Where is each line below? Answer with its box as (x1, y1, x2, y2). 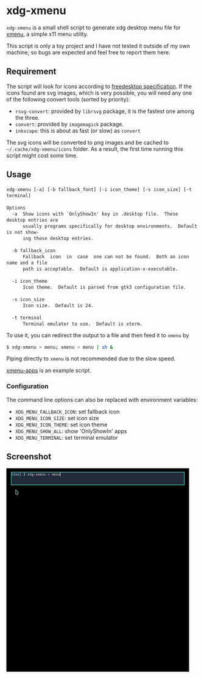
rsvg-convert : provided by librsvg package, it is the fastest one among (15, 108, 195, 115)
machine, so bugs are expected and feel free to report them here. (6, 48, 171, 56)
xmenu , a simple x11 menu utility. (6, 30, 88, 37)
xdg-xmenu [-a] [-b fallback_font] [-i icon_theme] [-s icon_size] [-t (6, 186, 192, 192)
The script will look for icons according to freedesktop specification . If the (6, 82, 192, 90)
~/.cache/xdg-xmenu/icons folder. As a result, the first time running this (6, 145, 184, 153)
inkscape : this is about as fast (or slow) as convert (15, 126, 141, 134)
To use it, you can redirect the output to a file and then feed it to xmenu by (6, 331, 189, 339)
